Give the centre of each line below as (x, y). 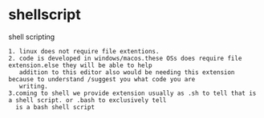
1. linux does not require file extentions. (84, 51)
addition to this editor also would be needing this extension (127, 72)
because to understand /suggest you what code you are (102, 79)
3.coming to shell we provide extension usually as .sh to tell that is (132, 93)
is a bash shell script (55, 107)
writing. (33, 86)
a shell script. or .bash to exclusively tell (87, 100)
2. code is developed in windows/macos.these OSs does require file (125, 58)
